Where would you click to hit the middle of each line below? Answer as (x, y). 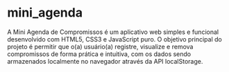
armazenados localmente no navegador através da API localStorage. (105, 61)
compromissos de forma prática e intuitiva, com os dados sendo (99, 54)
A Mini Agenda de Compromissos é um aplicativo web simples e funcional (113, 32)
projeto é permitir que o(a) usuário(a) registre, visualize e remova (100, 46)
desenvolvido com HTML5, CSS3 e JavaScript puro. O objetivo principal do (114, 39)
